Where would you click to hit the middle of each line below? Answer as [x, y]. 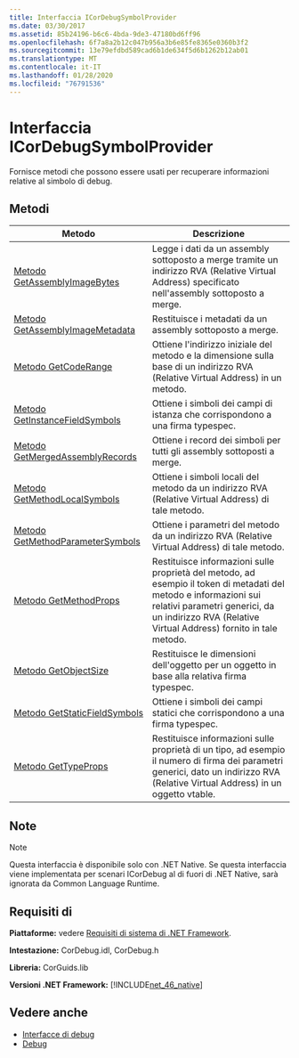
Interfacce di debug [58, 1034]
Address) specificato [196, 282]
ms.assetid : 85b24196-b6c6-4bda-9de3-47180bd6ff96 [105, 34]
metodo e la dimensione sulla [213, 355]
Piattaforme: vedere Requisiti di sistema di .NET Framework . [120, 933]
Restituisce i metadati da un [210, 319]
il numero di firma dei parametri [217, 761]
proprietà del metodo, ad [203, 573]
